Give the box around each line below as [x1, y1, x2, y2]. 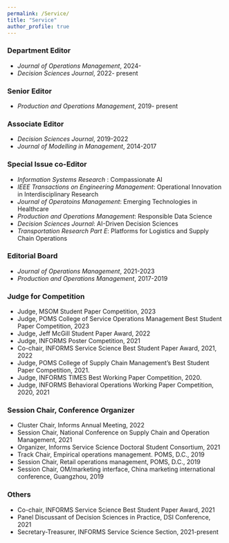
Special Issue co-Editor [7, 160, 87, 169]
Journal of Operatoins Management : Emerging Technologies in [17, 197, 198, 205]
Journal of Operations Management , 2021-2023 [17, 267, 155, 275]
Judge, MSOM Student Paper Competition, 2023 [17, 307, 156, 315]
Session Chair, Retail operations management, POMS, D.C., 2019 [17, 458, 201, 466]
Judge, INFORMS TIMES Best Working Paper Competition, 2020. [17, 374, 202, 382]
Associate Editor [7, 119, 64, 129]
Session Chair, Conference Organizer [7, 405, 135, 415]
